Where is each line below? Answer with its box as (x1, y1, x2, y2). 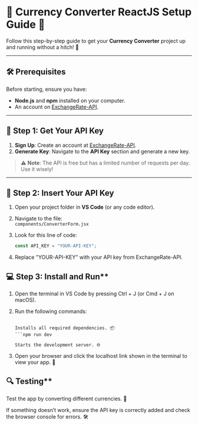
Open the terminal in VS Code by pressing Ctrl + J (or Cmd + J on (14, 290, 175, 297)
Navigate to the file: (14, 215, 63, 222)
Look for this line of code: (14, 232, 77, 239)
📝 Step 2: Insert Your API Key (6, 188, 114, 198)
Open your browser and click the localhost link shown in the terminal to (14, 352, 187, 360)
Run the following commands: (14, 308, 87, 315)
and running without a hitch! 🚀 (6, 44, 80, 51)
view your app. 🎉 (14, 359, 56, 366)
